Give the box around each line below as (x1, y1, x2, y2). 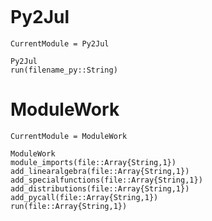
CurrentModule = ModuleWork (10, 131, 128, 141)
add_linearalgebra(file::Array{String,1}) (10, 166, 190, 176)
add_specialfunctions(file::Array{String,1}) (10, 175, 203, 185)
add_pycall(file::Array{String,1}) (10, 192, 159, 202)
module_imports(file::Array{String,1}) (10, 157, 177, 167)
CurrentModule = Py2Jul (10, 38, 110, 49)
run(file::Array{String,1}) (10, 201, 128, 211)
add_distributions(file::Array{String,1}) (10, 183, 190, 194)
